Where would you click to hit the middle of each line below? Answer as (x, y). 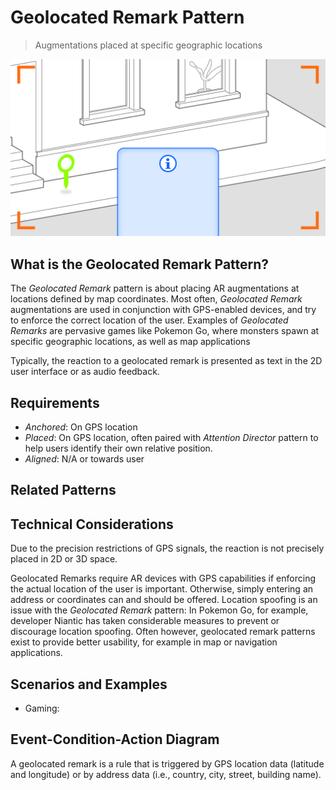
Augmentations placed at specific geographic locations (148, 45)
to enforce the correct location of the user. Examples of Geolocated (149, 320)
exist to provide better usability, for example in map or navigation (144, 642)
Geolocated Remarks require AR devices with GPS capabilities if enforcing (163, 578)
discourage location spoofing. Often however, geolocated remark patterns (163, 632)
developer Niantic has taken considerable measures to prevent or (145, 621)
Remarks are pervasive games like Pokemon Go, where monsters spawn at (165, 331)
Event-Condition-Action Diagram (115, 739)
